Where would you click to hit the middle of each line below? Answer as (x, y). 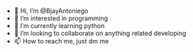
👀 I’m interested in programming (61, 18)
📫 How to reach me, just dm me (61, 41)
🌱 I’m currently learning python (59, 26)
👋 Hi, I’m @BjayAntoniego (51, 11)
